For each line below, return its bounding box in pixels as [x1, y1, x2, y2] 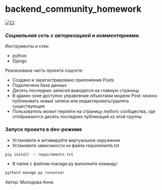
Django [12, 58, 27, 64]
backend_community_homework [5, 3, 141, 15]
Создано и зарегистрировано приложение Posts [12, 77, 114, 83]
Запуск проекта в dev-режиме [5, 126, 82, 133]
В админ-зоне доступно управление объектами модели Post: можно [12, 93, 158, 99]
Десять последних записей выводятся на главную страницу [12, 88, 139, 94]
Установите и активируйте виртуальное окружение [12, 137, 120, 143]
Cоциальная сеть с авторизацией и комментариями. [5, 32, 141, 39]
